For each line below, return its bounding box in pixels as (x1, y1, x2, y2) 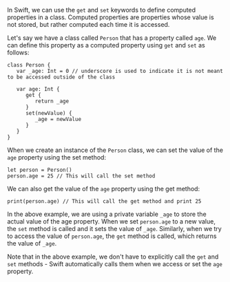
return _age (34, 98, 70, 105)
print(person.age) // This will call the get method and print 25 (7, 198, 202, 205)
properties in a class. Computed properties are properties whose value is (7, 13, 215, 21)
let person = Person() (7, 166, 72, 173)
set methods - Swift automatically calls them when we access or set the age (7, 260, 222, 268)
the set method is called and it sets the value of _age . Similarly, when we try (7, 225, 222, 232)
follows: (7, 48, 30, 56)
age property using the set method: (7, 153, 107, 161)
